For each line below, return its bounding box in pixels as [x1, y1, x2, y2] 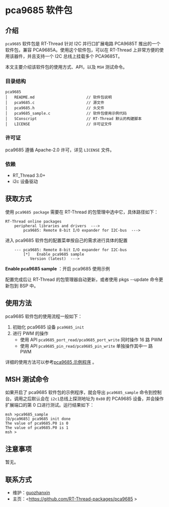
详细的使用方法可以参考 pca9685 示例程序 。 [5, 359, 97, 365]
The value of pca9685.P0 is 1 [5, 425, 69, 430]
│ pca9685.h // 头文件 [5, 105, 105, 111]
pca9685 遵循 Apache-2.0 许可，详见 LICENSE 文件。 [5, 147, 115, 153]
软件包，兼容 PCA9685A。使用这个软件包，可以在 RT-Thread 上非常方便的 [5, 47, 159, 53]
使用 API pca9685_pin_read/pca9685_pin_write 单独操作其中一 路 [20, 343, 153, 349]
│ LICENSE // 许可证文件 [5, 122, 112, 127]
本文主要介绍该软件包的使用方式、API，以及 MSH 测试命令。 [5, 64, 127, 70]
